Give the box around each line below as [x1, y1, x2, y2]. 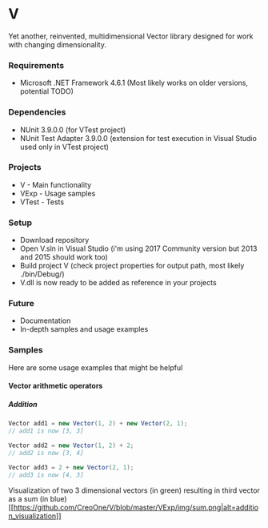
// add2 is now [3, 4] [8, 449, 84, 457]
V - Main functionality [19, 179, 92, 189]
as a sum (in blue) [8, 494, 67, 503]
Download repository [19, 236, 90, 245]
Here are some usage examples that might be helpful [8, 362, 183, 373]
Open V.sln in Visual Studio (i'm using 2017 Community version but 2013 [19, 244, 258, 253]
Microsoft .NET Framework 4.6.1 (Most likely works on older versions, [19, 78, 248, 88]
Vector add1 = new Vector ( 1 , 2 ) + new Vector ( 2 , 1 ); [8, 420, 188, 428]
